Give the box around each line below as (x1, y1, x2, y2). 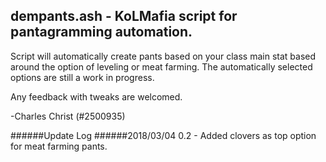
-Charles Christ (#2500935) (10, 110, 126, 122)
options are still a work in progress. (10, 71, 155, 83)
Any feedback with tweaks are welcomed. (10, 90, 183, 103)
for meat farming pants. (10, 140, 108, 152)
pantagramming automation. (10, 24, 193, 41)
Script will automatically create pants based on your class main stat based (10, 50, 317, 62)
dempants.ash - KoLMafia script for (10, 8, 238, 25)
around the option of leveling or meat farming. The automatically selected (10, 60, 313, 73)
